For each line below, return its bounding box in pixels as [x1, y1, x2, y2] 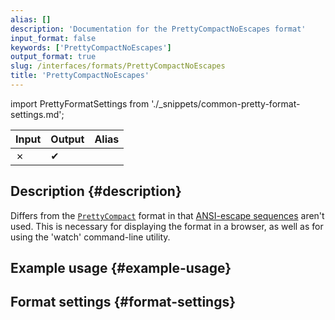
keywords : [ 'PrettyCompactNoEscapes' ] [10, 42, 172, 53]
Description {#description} [10, 183, 182, 200]
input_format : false [10, 33, 97, 43]
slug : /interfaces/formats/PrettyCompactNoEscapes [10, 61, 226, 71]
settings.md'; [10, 108, 65, 120]
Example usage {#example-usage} [10, 260, 232, 277]
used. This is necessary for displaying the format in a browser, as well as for [10, 220, 324, 232]
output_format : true [10, 52, 97, 62]
